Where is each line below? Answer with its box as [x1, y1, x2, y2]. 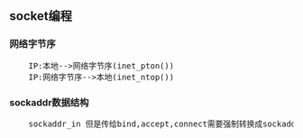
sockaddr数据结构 [9, 96, 89, 108]
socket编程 [9, 8, 72, 24]
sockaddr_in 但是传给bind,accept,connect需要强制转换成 [28, 118, 263, 129]
